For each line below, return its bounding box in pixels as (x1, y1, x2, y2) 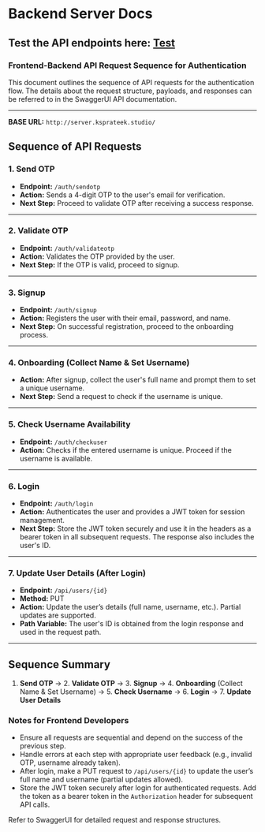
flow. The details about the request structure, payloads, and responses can (8, 86, 252, 95)
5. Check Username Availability (8, 419, 131, 430)
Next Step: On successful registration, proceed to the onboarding (19, 322, 234, 331)
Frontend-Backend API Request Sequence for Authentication (8, 60, 247, 71)
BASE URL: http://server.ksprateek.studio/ (8, 117, 156, 126)
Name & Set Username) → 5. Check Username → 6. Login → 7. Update (19, 687, 252, 696)
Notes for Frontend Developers (8, 715, 129, 726)
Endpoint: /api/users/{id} (19, 585, 108, 595)
